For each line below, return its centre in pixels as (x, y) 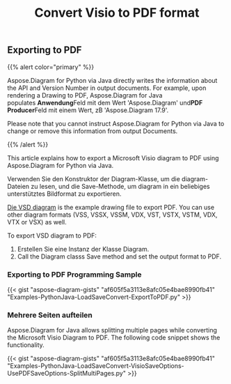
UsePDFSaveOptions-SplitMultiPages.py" (67, 374)
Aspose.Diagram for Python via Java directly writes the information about (112, 80)
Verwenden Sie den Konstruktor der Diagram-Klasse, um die (94, 178)
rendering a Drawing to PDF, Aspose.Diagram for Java (85, 95)
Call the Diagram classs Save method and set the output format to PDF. (119, 256)
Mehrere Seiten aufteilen (50, 315)
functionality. (26, 345)
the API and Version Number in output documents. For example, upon (107, 88)
